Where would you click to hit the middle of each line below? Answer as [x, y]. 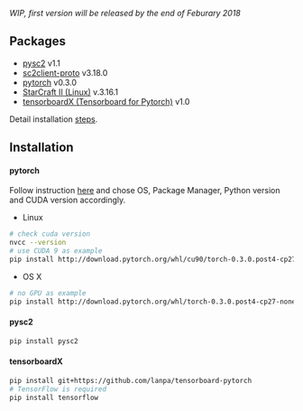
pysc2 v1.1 [41, 63]
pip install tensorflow [54, 397]
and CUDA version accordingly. [68, 200]
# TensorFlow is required [58, 389]
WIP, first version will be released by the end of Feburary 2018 [125, 13]
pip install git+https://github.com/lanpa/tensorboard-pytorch [131, 380]
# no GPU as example [48, 293]
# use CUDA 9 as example [56, 251]
